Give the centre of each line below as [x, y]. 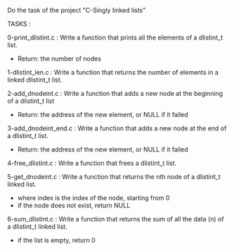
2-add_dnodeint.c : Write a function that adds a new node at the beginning [115, 93]
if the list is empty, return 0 [57, 240]
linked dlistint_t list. [35, 80]
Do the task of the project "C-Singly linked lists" [77, 10]
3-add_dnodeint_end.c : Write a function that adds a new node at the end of [117, 128]
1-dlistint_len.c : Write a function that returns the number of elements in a [113, 72]
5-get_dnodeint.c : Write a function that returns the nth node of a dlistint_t [114, 177]
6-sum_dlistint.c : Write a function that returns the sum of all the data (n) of [116, 219]
